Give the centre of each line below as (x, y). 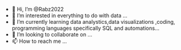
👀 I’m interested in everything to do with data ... (69, 15)
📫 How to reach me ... (39, 41)
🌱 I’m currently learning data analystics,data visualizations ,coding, (93, 22)
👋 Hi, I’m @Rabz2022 (38, 9)
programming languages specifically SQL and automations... (85, 28)
